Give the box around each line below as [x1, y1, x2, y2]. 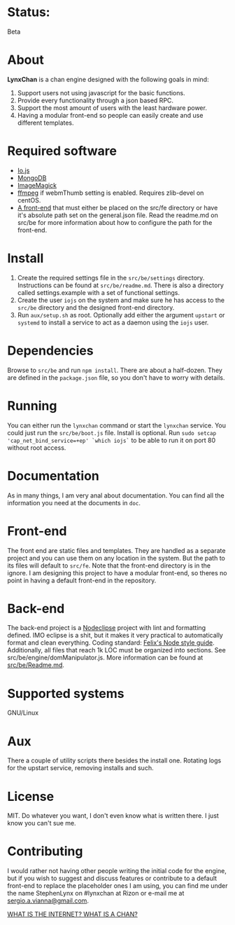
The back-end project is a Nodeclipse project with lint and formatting [7, 624, 206, 632]
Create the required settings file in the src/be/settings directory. [17, 273, 205, 282]
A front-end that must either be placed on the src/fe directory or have [17, 203, 218, 212]
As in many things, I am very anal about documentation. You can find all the [7, 491, 225, 500]
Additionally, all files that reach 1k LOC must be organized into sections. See [7, 646, 226, 655]
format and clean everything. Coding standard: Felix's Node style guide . [7, 638, 215, 647]
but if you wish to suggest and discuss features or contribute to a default [7, 874, 218, 883]
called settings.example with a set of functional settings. [17, 288, 180, 296]
